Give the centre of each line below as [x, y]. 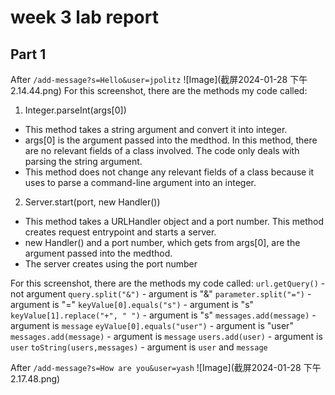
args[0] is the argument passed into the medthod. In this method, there [171, 140]
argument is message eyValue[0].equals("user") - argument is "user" [152, 325]
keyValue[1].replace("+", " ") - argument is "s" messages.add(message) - [163, 315]
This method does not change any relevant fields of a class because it [169, 172]
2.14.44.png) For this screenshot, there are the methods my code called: [159, 90]
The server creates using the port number [111, 264]
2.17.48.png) [35, 379]
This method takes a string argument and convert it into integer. [156, 129]
